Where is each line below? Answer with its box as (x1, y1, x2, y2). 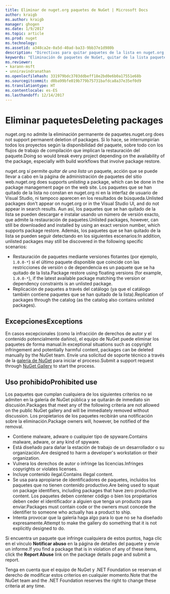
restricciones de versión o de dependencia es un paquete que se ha (12, 264, 155, 271)
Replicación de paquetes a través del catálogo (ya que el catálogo (12, 286, 151, 292)
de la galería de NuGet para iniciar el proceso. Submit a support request (5, 358, 154, 364)
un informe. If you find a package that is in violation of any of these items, (5, 546, 158, 552)
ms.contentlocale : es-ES (5, 87, 58, 93)
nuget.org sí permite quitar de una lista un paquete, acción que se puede (5, 168, 158, 174)
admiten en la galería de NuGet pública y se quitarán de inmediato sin (5, 396, 150, 402)
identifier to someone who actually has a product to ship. (12, 509, 132, 515)
